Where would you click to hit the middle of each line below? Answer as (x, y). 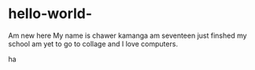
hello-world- (50, 14)
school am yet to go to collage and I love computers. (93, 43)
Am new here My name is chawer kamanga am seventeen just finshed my (128, 35)
